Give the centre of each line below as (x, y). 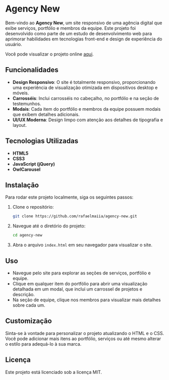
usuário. (14, 44)
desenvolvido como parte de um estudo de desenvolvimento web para (79, 33)
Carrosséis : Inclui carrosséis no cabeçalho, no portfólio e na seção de (86, 98)
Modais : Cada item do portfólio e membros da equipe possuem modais (87, 109)
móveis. (21, 93)
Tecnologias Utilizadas (42, 141)
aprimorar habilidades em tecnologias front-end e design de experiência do (84, 39)
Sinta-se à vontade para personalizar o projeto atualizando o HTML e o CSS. (85, 333)
